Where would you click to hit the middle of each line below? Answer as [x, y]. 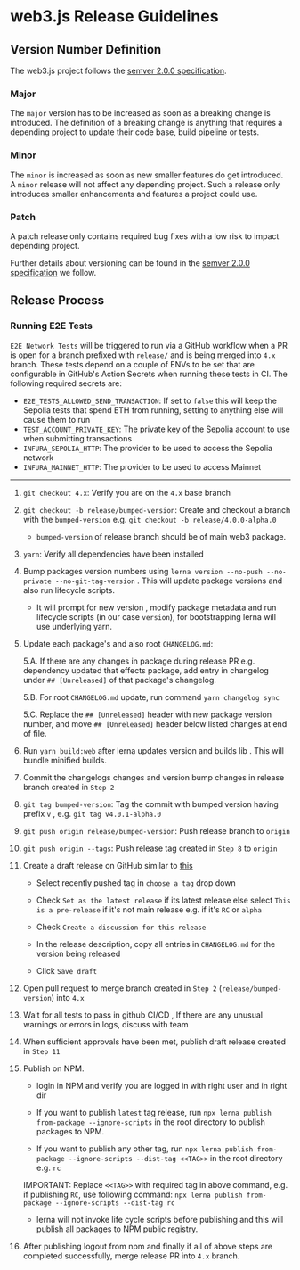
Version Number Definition [86, 49]
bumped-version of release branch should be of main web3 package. [161, 536]
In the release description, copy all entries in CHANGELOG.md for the [156, 944]
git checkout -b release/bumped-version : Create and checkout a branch [157, 509]
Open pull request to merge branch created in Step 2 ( [122, 988]
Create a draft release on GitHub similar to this [108, 865]
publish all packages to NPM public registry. [117, 1229]
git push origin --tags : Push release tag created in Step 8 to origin [150, 848]
